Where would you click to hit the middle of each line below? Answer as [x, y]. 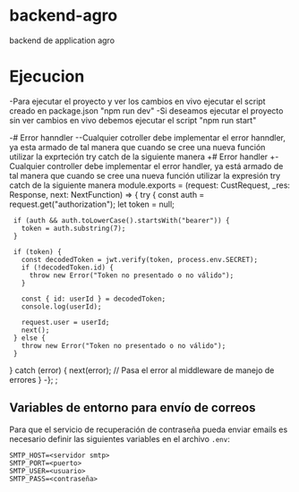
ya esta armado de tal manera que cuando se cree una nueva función [137, 147]
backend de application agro [62, 40]
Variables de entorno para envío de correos [132, 408]
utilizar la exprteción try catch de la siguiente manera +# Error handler [139, 157]
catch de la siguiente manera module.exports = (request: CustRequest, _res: [150, 185]
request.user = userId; [65, 322]
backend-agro [64, 16]
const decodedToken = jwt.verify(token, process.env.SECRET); [139, 259]
